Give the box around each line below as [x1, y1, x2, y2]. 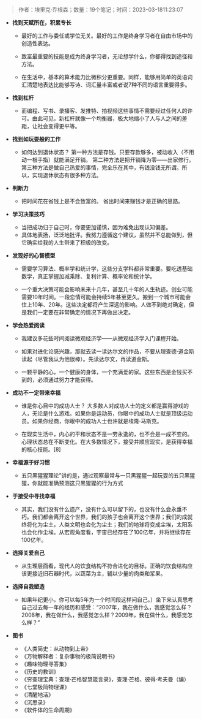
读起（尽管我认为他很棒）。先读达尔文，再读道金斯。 [21, 356, 153, 362]
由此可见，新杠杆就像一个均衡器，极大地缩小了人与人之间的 [32, 115, 182, 122]
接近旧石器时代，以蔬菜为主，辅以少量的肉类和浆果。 [32, 570, 166, 577]
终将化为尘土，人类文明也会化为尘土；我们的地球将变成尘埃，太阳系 [21, 521, 193, 528]
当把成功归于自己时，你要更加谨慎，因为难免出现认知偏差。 [21, 224, 172, 230]
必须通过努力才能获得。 [37, 376, 97, 383]
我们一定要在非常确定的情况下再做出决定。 [26, 309, 134, 316]
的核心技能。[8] [21, 446, 61, 453]
